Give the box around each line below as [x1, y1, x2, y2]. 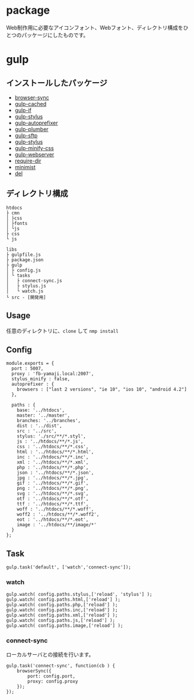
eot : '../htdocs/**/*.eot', [17, 517, 89, 523]
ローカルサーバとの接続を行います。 [6, 651, 94, 658]
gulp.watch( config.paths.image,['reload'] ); [6, 623, 123, 629]
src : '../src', [17, 428, 58, 435]
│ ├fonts [6, 220, 28, 226]
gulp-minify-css [14, 144, 55, 152]
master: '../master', [17, 412, 70, 418]
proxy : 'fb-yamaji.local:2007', [11, 371, 94, 377]
